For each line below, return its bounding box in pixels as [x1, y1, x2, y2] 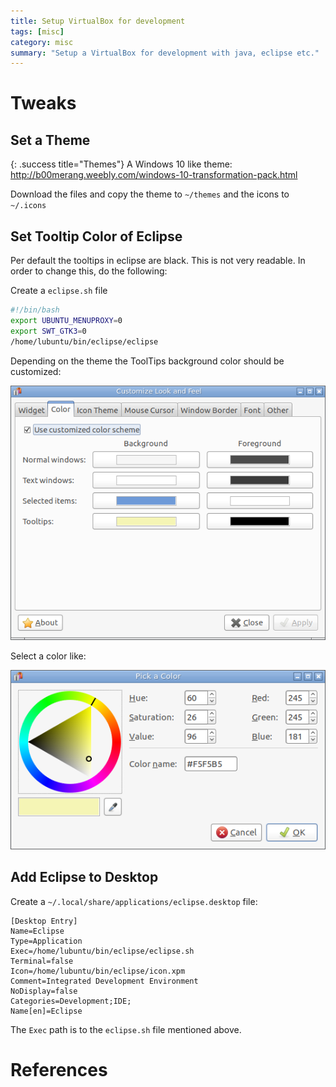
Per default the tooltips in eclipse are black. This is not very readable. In [10, 255, 306, 267]
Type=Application [10, 936, 83, 946]
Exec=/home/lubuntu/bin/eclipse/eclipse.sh [10, 946, 195, 956]
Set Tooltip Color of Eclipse [10, 228, 183, 245]
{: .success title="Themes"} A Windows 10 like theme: [10, 158, 233, 170]
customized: [10, 365, 62, 377]
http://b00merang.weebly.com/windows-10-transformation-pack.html [10, 169, 298, 181]
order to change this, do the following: [10, 265, 168, 277]
